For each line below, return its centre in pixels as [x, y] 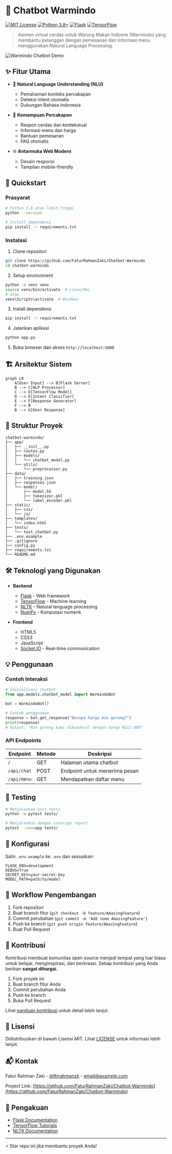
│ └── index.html [26, 523]
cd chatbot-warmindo [27, 266]
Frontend [23, 622]
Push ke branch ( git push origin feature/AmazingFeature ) [75, 923]
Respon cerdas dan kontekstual [53, 125]
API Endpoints [23, 741]
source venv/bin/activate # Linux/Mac [48, 290]
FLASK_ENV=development [29, 866]
